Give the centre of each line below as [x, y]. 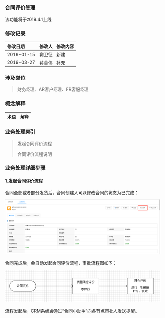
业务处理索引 [20, 132]
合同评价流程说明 [34, 154]
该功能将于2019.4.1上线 [28, 20]
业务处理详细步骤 [25, 168]
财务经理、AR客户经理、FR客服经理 [53, 89]
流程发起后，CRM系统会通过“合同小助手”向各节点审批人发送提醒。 [72, 311]
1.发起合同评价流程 [24, 181]
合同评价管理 [20, 7]
